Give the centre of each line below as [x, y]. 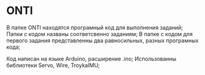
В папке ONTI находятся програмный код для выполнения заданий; [95, 27]
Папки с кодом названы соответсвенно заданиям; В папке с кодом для [100, 34]
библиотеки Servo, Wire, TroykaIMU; [53, 65]
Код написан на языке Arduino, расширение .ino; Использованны [92, 59]
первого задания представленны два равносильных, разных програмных [103, 40]
